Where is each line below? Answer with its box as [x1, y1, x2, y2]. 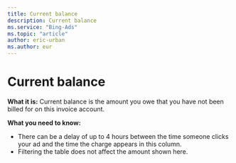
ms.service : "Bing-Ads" [7, 23, 78, 30]
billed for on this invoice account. [7, 104, 105, 113]
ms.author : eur [7, 43, 53, 50]
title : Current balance [7, 10, 78, 18]
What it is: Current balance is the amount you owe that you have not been [7, 97, 224, 106]
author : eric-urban [7, 37, 65, 44]
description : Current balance [7, 17, 97, 24]
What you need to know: [7, 118, 81, 127]
